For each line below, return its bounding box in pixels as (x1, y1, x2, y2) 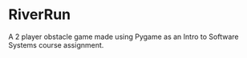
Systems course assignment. (8, 40, 104, 49)
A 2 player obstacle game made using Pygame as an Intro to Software (8, 32, 239, 41)
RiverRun (8, 6, 71, 24)
